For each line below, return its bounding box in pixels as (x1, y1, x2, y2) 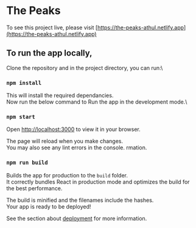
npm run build (6, 159, 48, 166)
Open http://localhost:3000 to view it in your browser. (6, 126, 141, 133)
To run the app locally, (6, 48, 93, 59)
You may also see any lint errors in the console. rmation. (6, 144, 147, 151)
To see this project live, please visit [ (6, 24, 98, 31)
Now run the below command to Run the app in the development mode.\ (6, 98, 187, 105)
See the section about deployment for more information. (6, 215, 147, 222)
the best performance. (6, 184, 63, 192)
